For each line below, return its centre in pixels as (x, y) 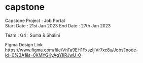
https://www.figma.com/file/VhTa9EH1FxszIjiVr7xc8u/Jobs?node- (71, 50)
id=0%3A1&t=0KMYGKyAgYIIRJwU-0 (43, 55)
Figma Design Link (24, 44)
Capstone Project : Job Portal (35, 21)
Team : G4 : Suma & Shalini (33, 35)
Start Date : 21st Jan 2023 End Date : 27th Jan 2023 (58, 25)
